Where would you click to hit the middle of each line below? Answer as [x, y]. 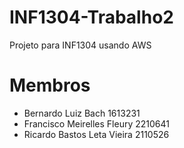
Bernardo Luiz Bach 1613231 [82, 113]
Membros [50, 85]
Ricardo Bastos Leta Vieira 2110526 [96, 134]
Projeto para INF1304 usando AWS [80, 45]
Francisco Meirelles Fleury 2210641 [96, 123]
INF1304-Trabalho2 [91, 17]
